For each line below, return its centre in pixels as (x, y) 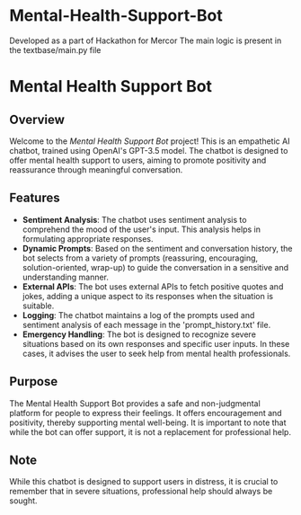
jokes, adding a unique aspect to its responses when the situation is (148, 296)
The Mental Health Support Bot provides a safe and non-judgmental (135, 403)
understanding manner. (66, 277)
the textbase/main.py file (55, 49)
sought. (23, 501)
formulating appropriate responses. (88, 238)
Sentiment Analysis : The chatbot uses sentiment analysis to (134, 219)
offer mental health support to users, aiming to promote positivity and (138, 160)
